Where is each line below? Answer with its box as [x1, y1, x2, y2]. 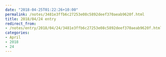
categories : [5, 30, 30, 35]
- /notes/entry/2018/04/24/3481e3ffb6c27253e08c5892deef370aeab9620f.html [5, 26, 163, 31]
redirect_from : [5, 21, 37, 26]
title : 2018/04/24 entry [5, 16, 56, 21]
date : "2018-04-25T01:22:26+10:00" [5, 7, 79, 12]
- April [5, 35, 21, 40]
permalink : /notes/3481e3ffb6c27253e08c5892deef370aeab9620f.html [5, 12, 145, 17]
